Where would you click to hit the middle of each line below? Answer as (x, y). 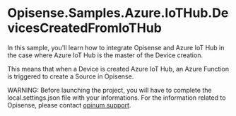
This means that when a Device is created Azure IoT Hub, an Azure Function (118, 69)
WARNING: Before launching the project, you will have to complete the (110, 90)
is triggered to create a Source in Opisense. (71, 76)
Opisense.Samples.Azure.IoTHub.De (118, 13)
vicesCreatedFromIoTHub (85, 28)
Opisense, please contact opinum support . (69, 105)
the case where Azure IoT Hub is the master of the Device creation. (105, 55)
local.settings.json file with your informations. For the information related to (117, 98)
